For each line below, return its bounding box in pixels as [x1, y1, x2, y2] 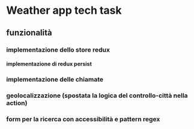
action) [6, 98, 28, 107]
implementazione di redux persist [6, 61, 92, 68]
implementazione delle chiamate [6, 76, 104, 84]
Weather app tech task [6, 4, 122, 17]
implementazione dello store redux [6, 46, 110, 54]
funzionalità [6, 28, 52, 38]
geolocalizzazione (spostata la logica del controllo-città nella [6, 91, 188, 100]
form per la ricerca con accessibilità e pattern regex [6, 115, 160, 123]
